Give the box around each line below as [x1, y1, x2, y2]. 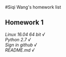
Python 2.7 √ [5, 36, 31, 42]
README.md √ [5, 47, 35, 53]
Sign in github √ [5, 42, 37, 48]
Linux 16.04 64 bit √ [5, 31, 45, 37]
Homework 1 [5, 18, 44, 27]
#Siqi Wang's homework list [5, 4, 61, 10]
